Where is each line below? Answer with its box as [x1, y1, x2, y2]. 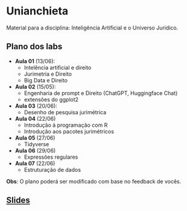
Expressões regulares [24, 153, 78, 161]
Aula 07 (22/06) [14, 159, 55, 167]
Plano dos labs [6, 41, 63, 52]
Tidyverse [24, 140, 49, 148]
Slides [6, 195, 30, 206]
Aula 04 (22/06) [14, 115, 56, 122]
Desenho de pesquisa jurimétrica [24, 108, 107, 115]
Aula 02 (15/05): [14, 83, 56, 90]
